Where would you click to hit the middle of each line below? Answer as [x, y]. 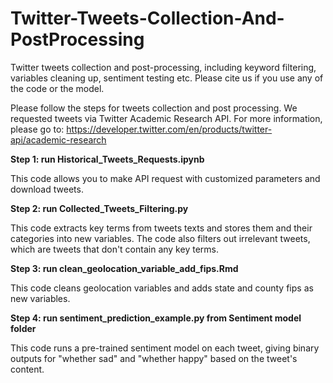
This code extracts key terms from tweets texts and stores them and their [161, 228]
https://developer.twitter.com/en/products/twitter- [169, 129]
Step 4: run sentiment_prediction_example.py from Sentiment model [156, 318]
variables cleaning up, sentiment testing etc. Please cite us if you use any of [167, 78]
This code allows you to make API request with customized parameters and [165, 178]
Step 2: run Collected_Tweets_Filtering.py [99, 208]
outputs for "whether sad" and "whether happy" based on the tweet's [154, 358]
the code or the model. [57, 88]
